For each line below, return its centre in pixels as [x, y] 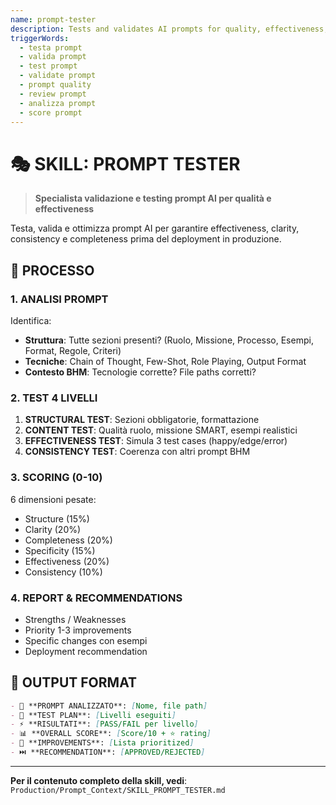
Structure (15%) [57, 518]
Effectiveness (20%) [67, 561]
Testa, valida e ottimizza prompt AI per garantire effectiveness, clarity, [155, 228]
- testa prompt [51, 47]
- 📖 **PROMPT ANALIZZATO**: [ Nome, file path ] [109, 706]
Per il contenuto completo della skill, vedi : [99, 780]
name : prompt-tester [53, 19]
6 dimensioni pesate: [53, 499]
